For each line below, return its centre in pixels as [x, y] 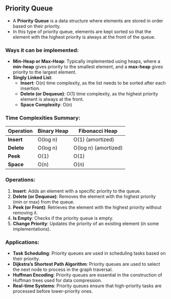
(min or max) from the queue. [44, 202]
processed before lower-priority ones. [53, 291]
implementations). [32, 229]
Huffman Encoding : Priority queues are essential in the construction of [87, 275]
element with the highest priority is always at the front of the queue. [84, 37]
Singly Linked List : [32, 78]
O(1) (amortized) [94, 140]
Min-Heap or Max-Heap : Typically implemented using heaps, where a [87, 61]
